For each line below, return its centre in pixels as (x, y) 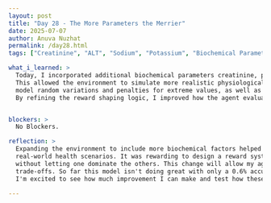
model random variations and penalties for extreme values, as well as (139, 90)
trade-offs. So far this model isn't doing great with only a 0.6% (131, 171)
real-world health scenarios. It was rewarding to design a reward (131, 156)
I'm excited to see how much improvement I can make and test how (129, 179)
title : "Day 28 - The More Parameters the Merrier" (97, 23)
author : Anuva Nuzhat (45, 38)
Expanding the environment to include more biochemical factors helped (139, 149)
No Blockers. (38, 127)
